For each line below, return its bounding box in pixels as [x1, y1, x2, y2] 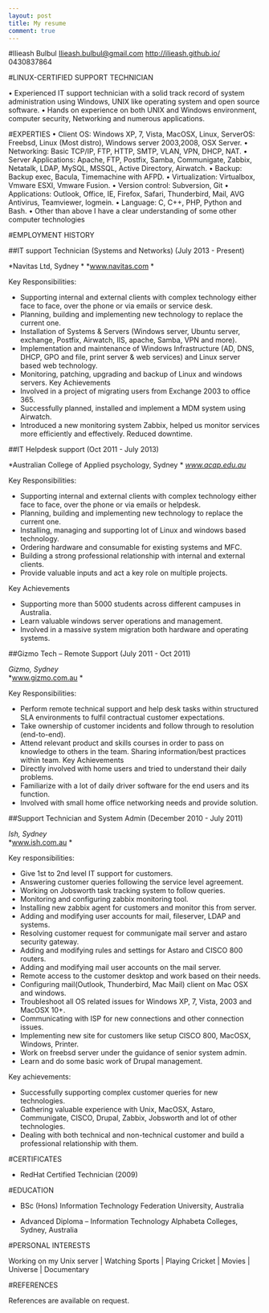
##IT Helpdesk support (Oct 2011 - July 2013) [8, 445, 159, 455]
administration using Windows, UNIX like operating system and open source [8, 97, 260, 107]
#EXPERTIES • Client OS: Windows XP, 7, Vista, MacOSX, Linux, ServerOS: [8, 129, 255, 139]
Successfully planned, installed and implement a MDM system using [19, 403, 247, 414]
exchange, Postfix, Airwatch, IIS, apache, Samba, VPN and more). [19, 335, 238, 345]
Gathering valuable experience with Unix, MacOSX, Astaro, [19, 1105, 215, 1115]
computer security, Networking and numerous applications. [8, 114, 205, 124]
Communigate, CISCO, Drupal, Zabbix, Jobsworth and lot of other [19, 1113, 237, 1123]
